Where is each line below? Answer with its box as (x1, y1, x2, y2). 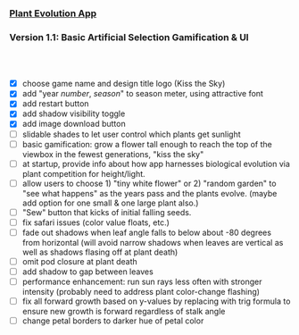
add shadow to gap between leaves (21, 266, 154, 277)
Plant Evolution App (9, 7, 97, 20)
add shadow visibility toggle (21, 108, 126, 119)
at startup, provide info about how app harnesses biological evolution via (21, 158, 290, 169)
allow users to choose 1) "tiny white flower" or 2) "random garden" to (21, 178, 277, 188)
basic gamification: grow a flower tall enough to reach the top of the (21, 138, 272, 149)
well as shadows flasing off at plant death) (21, 247, 179, 257)
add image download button (21, 119, 127, 130)
